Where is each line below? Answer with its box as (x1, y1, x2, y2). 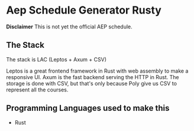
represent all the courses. (6, 86, 69, 93)
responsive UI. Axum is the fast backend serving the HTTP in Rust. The (6, 73, 179, 80)
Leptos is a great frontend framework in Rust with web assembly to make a (6, 67, 189, 74)
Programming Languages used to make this (6, 103, 170, 113)
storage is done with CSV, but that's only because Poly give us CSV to (6, 80, 177, 87)
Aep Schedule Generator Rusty (6, 4, 161, 17)
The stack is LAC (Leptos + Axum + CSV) (6, 55, 106, 63)
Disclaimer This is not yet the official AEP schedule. (6, 23, 133, 30)
